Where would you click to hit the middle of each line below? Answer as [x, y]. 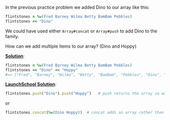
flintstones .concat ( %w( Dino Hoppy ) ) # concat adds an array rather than [85, 113]
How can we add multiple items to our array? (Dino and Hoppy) [71, 46]
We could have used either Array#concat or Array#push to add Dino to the [81, 31]
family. [12, 36]
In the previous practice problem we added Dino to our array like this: [77, 7]
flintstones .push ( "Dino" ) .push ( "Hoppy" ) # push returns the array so [82, 94]
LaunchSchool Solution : [31, 84]
